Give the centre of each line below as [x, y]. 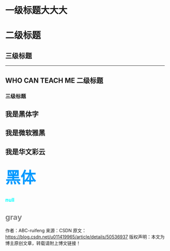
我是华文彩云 [25, 152]
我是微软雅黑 [25, 133]
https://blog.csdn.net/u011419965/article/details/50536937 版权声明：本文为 [85, 237]
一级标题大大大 [36, 10]
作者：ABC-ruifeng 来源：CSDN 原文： [46, 231]
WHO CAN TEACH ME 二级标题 [54, 80]
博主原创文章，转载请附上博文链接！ [43, 243]
